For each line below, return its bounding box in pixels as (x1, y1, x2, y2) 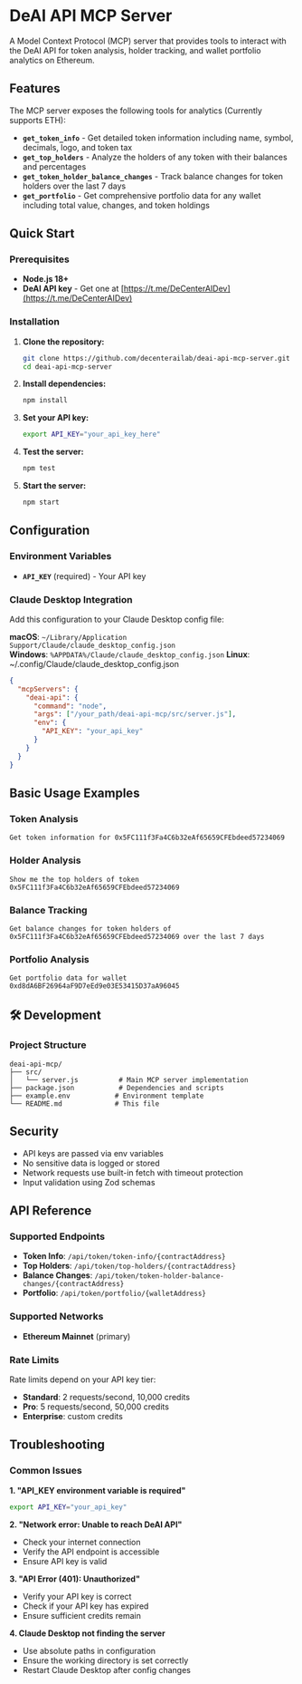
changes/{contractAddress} (22, 1280, 125, 1289)
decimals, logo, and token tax (22, 141, 133, 152)
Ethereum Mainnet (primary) (22, 1331, 131, 1341)
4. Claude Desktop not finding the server (9, 1628, 165, 1639)
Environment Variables (9, 550, 112, 563)
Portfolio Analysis (9, 953, 90, 965)
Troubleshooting (9, 1437, 106, 1453)
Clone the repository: (22, 336, 105, 347)
